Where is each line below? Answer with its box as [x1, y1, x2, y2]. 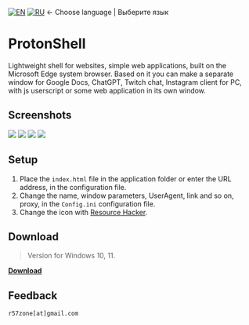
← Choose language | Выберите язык [46, 8, 169, 16]
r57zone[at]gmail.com [8, 310, 79, 318]
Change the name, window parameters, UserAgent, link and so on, [19, 191, 234, 200]
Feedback [8, 289, 58, 302]
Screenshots [8, 108, 72, 122]
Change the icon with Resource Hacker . [19, 207, 148, 217]
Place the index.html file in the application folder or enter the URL [19, 173, 233, 184]
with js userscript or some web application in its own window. [8, 86, 206, 95]
